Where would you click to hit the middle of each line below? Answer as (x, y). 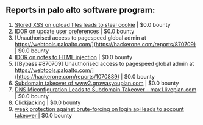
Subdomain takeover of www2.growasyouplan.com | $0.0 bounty (97, 83)
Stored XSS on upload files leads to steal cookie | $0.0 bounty (93, 24)
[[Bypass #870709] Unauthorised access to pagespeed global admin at (104, 63)
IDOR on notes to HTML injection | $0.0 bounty (73, 57)
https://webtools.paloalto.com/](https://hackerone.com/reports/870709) (105, 44)
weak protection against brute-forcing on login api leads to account (99, 109)
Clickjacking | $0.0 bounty (48, 102)
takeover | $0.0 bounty (43, 115)
